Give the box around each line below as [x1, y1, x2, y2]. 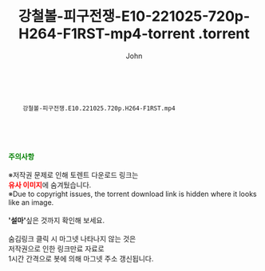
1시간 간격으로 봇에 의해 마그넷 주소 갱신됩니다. [8, 253, 154, 263]
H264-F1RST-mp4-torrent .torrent [18, 25, 250, 43]
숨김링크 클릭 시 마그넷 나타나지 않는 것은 [8, 234, 136, 243]
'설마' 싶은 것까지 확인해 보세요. [8, 215, 105, 225]
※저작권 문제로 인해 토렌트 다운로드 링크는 [8, 170, 139, 179]
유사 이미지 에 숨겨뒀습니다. [8, 180, 92, 190]
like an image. [8, 197, 54, 207]
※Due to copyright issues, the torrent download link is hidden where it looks [8, 189, 257, 198]
